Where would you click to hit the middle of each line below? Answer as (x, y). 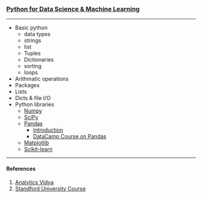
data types (37, 34)
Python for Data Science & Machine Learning (73, 9)
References (21, 169)
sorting (33, 66)
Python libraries (35, 105)
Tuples (32, 54)
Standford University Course (50, 188)
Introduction (48, 130)
